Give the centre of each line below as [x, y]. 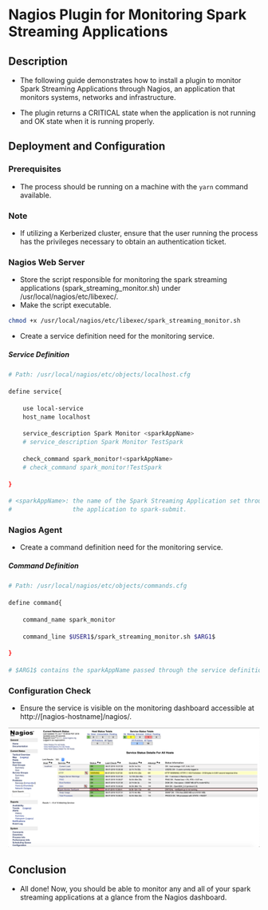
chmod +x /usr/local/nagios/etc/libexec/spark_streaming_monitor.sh [124, 321]
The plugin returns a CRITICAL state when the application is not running [138, 113]
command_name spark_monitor [69, 620]
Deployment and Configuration [87, 147]
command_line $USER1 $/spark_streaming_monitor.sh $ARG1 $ [119, 637]
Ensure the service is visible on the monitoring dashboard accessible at [137, 708]
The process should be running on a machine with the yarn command [134, 186]
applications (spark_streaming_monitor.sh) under [100, 288]
